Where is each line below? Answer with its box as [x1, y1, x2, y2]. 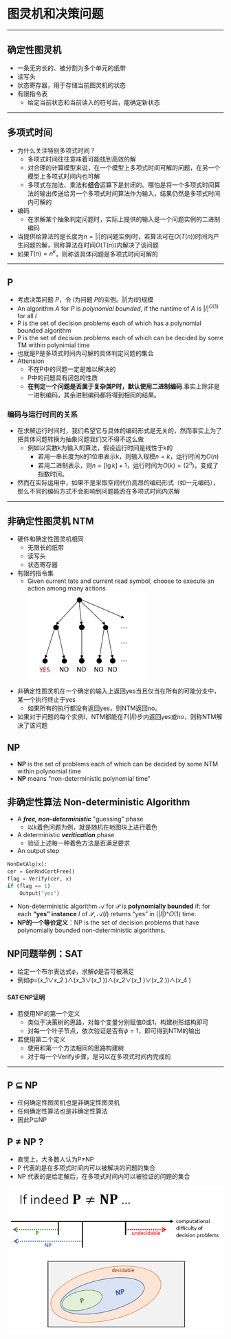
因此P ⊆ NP [16, 1116, 47, 1124]
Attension [16, 357, 45, 365]
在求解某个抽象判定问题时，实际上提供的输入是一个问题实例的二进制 [27, 214, 221, 223]
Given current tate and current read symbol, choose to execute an [27, 577, 214, 585]
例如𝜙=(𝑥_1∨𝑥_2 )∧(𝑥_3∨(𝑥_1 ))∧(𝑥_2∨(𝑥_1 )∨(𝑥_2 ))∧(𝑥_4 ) [16, 976, 191, 984]
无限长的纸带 [27, 544, 64, 552]
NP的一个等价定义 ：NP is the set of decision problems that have [16, 918, 199, 927]
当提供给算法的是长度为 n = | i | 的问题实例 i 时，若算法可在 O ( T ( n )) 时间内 [16, 232, 214, 241]
